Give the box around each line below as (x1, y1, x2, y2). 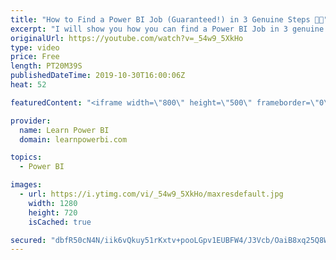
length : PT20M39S (10, 61, 83, 71)
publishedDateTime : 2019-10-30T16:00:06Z (10, 71, 186, 81)
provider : (10, 116, 52, 126)
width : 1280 (28, 198, 78, 208)
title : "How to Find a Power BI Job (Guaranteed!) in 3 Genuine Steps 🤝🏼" (10, 14, 329, 25)
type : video (10, 42, 60, 53)
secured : (10, 235, 47, 245)
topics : (10, 152, 43, 163)
